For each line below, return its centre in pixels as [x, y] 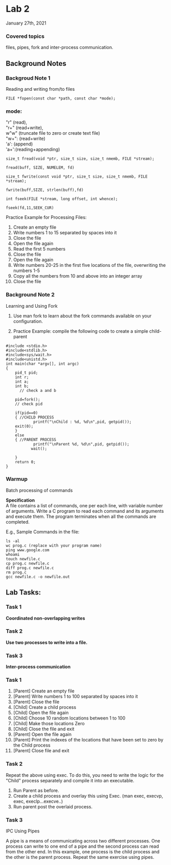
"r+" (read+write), [25, 128]
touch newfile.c [23, 559]
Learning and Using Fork [32, 306]
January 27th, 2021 [26, 23]
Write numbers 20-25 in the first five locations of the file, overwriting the [89, 265]
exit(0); [24, 426]
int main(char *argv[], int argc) [43, 364]
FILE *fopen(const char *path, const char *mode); [61, 98]
